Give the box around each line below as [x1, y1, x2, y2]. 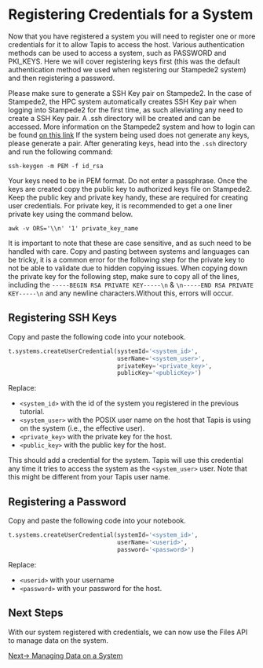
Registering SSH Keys [8, 311, 118, 325]
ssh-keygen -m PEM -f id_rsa [8, 162, 104, 170]
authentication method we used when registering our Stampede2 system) [8, 64, 247, 74]
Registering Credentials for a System [8, 6, 254, 24]
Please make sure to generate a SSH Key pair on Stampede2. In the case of [8, 88, 253, 97]
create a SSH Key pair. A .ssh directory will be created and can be [8, 113, 221, 123]
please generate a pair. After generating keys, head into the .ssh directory [8, 138, 247, 148]
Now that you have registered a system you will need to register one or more [8, 31, 256, 41]
